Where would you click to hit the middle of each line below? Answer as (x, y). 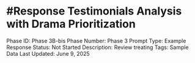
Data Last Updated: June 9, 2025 (48, 53)
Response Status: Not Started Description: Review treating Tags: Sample (97, 47)
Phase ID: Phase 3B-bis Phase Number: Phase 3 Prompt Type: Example (96, 41)
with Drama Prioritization (71, 24)
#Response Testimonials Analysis (94, 11)
